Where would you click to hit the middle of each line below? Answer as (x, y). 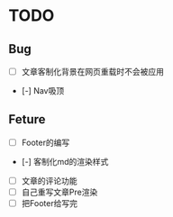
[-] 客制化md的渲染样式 (65, 161)
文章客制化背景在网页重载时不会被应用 (92, 72)
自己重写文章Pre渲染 (59, 192)
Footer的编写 (46, 142)
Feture (27, 119)
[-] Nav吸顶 (43, 91)
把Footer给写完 (50, 203)
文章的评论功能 (49, 180)
